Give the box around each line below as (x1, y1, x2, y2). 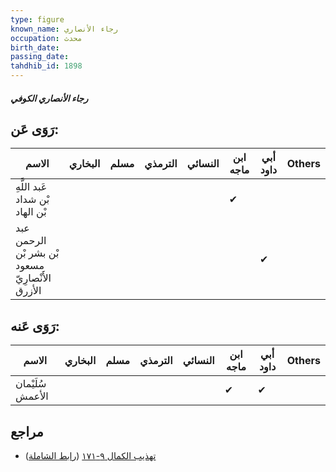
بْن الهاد (15, 205, 47, 219)
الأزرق (15, 284, 42, 298)
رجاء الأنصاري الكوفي (10, 92, 89, 104)
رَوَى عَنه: (10, 317, 60, 335)
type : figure (10, 14, 65, 25)
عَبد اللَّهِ (15, 180, 48, 194)
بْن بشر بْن (15, 246, 60, 260)
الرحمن (15, 234, 47, 248)
